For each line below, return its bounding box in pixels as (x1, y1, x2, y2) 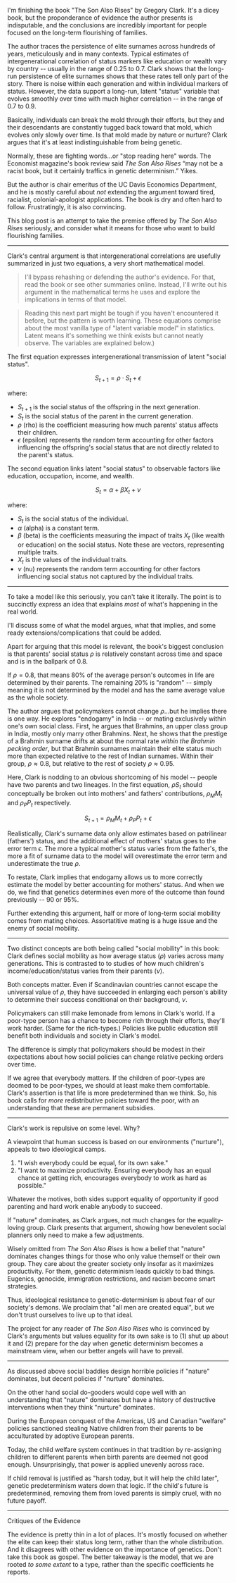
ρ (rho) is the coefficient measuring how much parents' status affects (17, 421, 219, 429)
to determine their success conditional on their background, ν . (7, 995, 188, 1003)
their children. (17, 428, 58, 437)
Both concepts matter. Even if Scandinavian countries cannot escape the (7, 980, 218, 988)
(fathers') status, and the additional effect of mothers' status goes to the (7, 836, 216, 845)
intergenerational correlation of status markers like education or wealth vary (7, 57, 227, 66)
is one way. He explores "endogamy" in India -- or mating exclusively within (7, 714, 226, 723)
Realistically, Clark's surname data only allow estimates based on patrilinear (7, 829, 227, 838)
